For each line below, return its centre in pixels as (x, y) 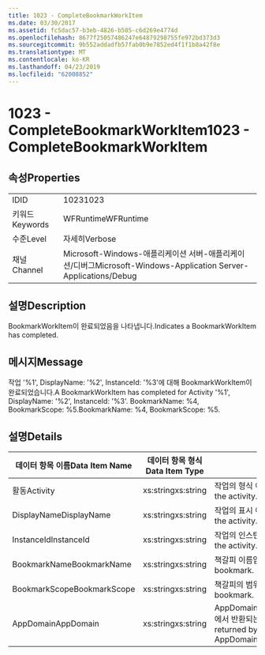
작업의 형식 (234, 486)
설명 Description (47, 306)
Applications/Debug (100, 276)
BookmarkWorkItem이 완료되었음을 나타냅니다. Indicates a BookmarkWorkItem (132, 326)
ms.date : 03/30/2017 (42, 23)
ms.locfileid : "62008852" (50, 74)
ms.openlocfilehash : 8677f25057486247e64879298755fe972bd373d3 (114, 38)
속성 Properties (44, 178)
